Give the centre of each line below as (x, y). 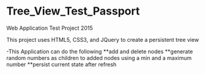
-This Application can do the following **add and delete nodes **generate (100, 51)
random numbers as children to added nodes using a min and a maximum (99, 58)
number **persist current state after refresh (61, 64)
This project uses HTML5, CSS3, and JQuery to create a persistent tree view (103, 39)
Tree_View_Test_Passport (73, 11)
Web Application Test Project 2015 (50, 28)
